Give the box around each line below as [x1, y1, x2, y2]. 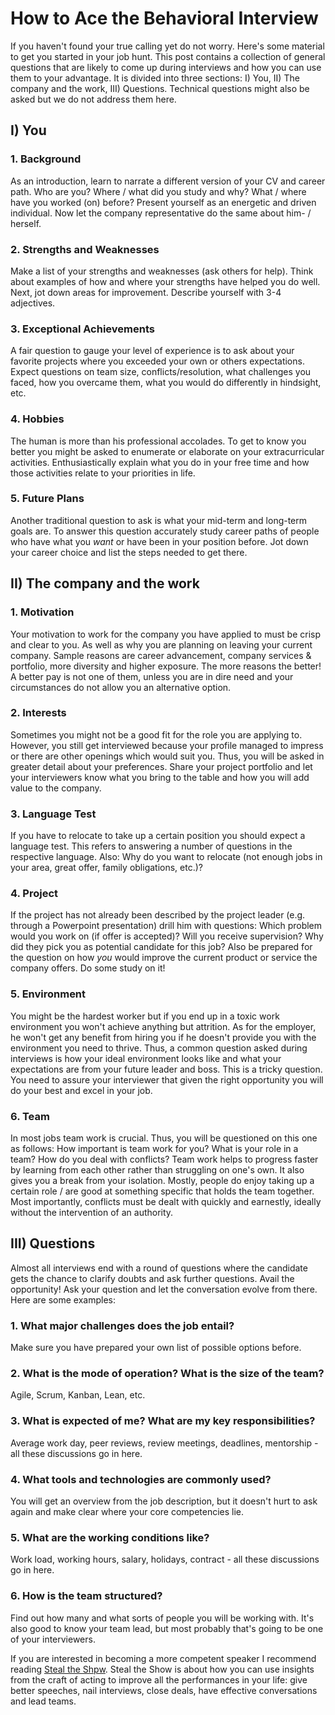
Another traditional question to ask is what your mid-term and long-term [10, 514, 308, 526]
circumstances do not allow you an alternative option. [10, 681, 232, 693]
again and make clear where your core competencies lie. [10, 1505, 245, 1517]
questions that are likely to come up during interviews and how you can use [10, 61, 322, 73]
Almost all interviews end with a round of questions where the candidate [10, 1262, 308, 1274]
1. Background [10, 152, 82, 166]
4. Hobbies [10, 412, 65, 426]
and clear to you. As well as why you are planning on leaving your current [10, 638, 313, 651]
